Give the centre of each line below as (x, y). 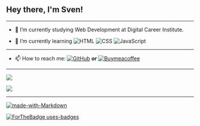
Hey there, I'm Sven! (45, 10)
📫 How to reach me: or (56, 58)
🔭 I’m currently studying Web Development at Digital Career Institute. (99, 30)
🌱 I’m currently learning (43, 41)
